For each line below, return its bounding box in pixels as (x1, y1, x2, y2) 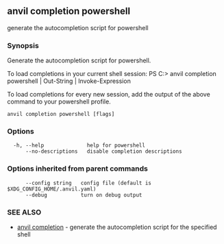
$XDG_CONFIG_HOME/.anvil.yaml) (7, 185, 97, 193)
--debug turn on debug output (25, 191, 142, 198)
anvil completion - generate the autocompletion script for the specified (16, 223, 217, 231)
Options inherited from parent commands (7, 164, 149, 173)
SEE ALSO (7, 207, 42, 217)
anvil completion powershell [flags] (7, 111, 115, 118)
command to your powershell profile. (7, 97, 111, 106)
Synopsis (7, 40, 39, 50)
